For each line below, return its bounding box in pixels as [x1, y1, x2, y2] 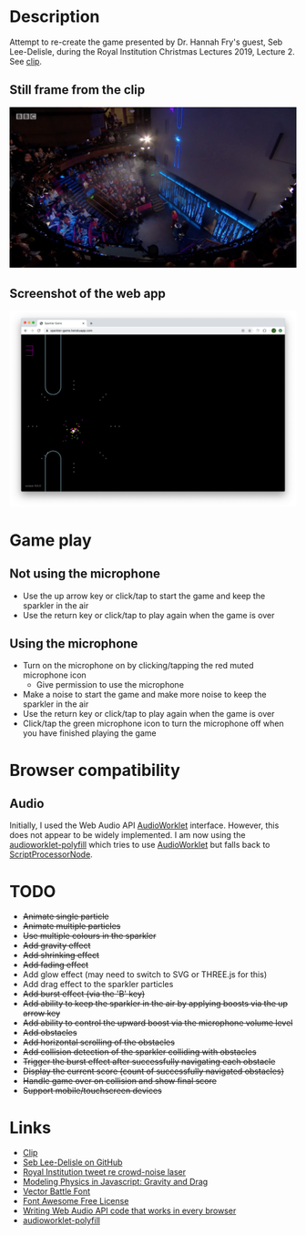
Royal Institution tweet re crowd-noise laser [22, 1167, 187, 1178]
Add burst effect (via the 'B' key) [22, 988, 146, 999]
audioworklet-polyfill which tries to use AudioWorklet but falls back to [9, 840, 270, 851]
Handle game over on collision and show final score [22, 1076, 217, 1087]
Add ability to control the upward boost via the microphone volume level [22, 1017, 293, 1028]
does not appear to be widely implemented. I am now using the [9, 830, 246, 841]
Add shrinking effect [22, 950, 100, 961]
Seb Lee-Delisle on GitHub [22, 1157, 123, 1168]
